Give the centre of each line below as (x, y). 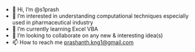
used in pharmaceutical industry (52, 22)
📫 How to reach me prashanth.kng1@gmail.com (73, 42)
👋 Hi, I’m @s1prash (35, 9)
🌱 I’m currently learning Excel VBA (55, 29)
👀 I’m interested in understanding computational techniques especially (100, 16)
